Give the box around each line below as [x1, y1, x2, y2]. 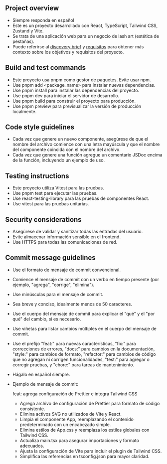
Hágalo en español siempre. [12, 371, 70, 377]
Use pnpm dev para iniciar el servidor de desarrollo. [12, 92, 120, 99]
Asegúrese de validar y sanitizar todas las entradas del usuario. [12, 229, 143, 235]
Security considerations [5, 215, 82, 224]
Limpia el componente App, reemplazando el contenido [19, 416, 134, 422]
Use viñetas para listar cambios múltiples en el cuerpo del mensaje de [12, 325, 157, 331]
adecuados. [19, 443, 44, 449]
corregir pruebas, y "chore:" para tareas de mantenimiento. [12, 361, 135, 368]
